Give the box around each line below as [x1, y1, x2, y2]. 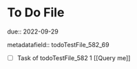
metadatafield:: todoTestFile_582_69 [7, 40, 109, 49]
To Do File [7, 5, 65, 20]
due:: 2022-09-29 [7, 27, 59, 36]
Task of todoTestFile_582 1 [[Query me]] [17, 53, 131, 62]
